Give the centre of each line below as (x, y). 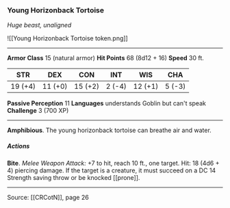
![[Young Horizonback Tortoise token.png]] (67, 38)
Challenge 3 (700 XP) (38, 111)
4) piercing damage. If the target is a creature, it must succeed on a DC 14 (112, 170)
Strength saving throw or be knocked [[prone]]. (74, 178)
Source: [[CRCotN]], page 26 (48, 198)
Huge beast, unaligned (39, 25)
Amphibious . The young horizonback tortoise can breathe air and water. (110, 130)
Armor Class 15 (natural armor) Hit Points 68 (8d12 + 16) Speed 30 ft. (105, 58)
